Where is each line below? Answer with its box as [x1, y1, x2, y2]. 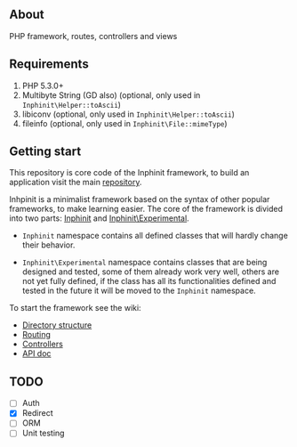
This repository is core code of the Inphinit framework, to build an [9, 167, 250, 178]
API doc [21, 348, 52, 359]
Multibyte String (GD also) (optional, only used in [21, 89, 201, 101]
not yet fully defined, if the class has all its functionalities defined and [21, 276, 277, 287]
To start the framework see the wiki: [9, 303, 141, 313]
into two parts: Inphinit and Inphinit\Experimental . [9, 213, 189, 223]
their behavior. [21, 240, 76, 250]
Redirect [21, 408, 53, 419]
